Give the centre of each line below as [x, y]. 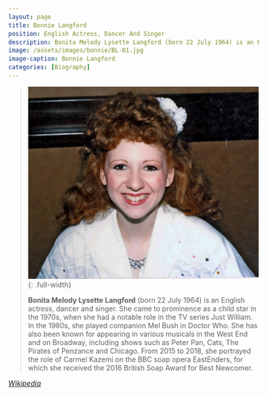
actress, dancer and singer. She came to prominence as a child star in [142, 309]
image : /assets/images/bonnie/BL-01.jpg [76, 51]
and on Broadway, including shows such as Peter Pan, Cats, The [133, 343]
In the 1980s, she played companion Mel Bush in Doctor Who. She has [143, 326]
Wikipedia [25, 383]
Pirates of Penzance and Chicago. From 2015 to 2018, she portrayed [139, 351]
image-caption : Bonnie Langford [62, 59]
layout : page [30, 17]
